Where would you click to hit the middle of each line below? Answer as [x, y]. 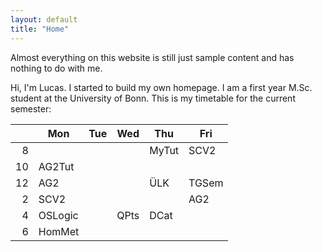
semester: [31, 108]
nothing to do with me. [56, 68]
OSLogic [58, 215]
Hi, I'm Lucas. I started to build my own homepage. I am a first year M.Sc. [161, 87]
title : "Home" [40, 29]
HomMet [59, 231]
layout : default [44, 19]
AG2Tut [56, 166]
